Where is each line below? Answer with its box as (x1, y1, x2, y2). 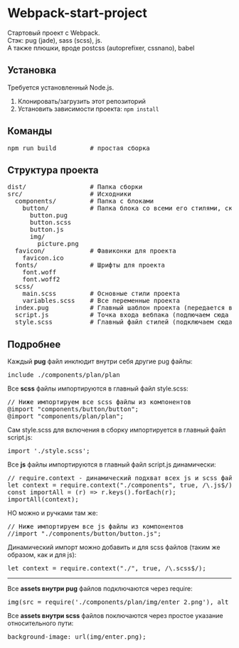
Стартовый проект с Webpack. (7, 28, 100, 37)
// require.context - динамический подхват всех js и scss (7, 474, 218, 482)
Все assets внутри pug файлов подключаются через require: (7, 585, 193, 593)
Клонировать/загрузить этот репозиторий (17, 97, 146, 105)
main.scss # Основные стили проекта (22, 290, 180, 298)
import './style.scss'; (7, 447, 90, 455)
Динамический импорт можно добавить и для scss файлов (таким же (7, 543, 221, 552)
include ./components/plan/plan (7, 371, 120, 379)
